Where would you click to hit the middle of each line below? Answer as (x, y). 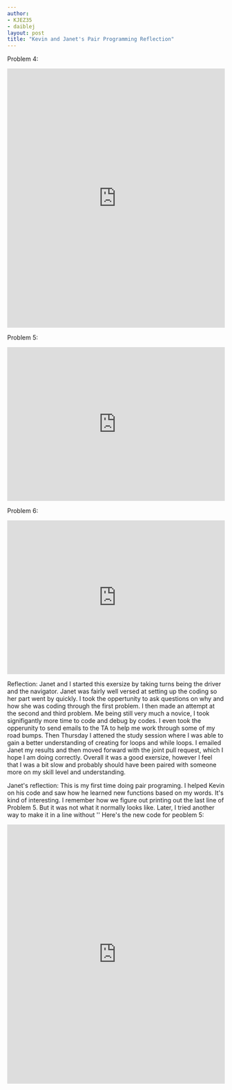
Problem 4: (23, 59)
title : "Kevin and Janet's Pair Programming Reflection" (91, 39)
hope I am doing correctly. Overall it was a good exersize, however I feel (110, 758)
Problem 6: (23, 511)
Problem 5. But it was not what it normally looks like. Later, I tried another (111, 808)
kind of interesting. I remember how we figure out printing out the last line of (116, 800)
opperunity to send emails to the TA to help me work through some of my (111, 728)
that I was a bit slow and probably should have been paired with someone (112, 765)
